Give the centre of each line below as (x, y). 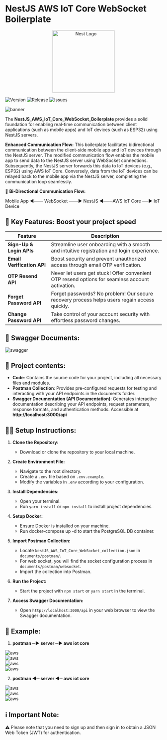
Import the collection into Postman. (56, 572)
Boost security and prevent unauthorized (99, 259)
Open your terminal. (40, 501)
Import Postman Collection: (41, 541)
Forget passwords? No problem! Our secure (102, 294)
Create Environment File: (39, 462)
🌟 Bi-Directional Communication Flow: (45, 191)
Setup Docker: (28, 516)
